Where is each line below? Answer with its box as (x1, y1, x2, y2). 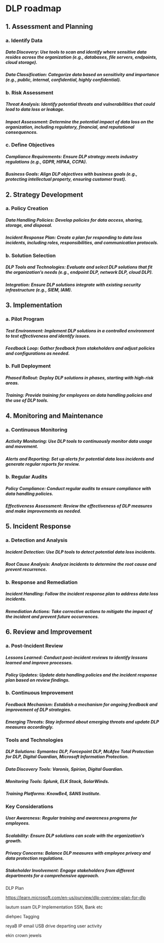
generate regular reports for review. (5, 461, 80, 467)
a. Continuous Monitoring (5, 426, 68, 433)
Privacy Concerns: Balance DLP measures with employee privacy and (5, 850, 151, 856)
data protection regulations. (5, 855, 64, 861)
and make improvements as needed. (5, 508, 82, 514)
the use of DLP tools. (5, 397, 49, 403)
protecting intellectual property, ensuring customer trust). (5, 176, 126, 182)
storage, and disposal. (5, 223, 53, 228)
